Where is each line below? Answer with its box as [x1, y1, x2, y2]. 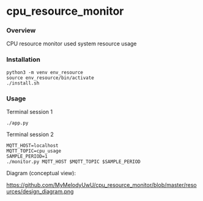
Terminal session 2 [6, 131, 54, 138]
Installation [6, 55, 41, 64]
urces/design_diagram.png [6, 188, 74, 195]
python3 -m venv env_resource [6, 69, 84, 75]
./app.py [6, 120, 29, 126]
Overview [6, 26, 36, 35]
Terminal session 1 [6, 108, 53, 116]
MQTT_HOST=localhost [6, 143, 59, 149]
